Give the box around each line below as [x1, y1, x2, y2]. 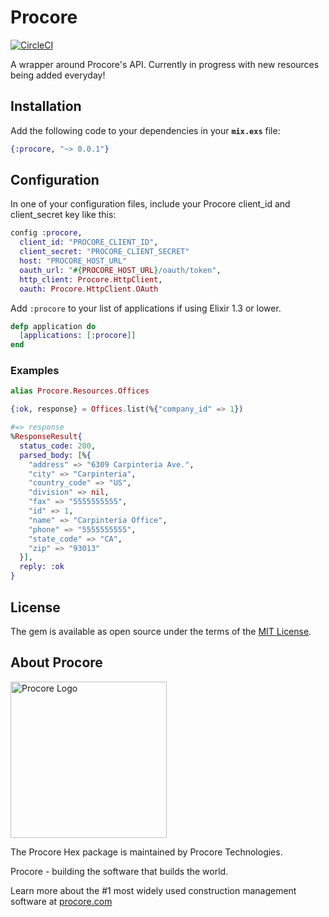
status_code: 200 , [19, 441, 97, 451]
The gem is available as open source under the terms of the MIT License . [10, 625, 312, 637]
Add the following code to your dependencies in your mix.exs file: [10, 124, 281, 136]
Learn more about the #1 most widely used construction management [10, 884, 297, 896]
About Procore [10, 654, 103, 671]
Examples [10, 364, 60, 378]
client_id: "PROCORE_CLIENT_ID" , [19, 237, 159, 248]
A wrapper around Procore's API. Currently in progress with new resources [10, 58, 320, 70]
